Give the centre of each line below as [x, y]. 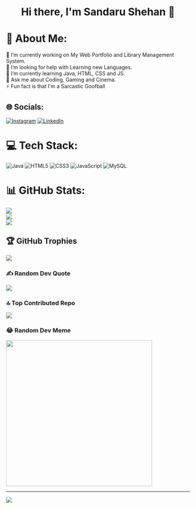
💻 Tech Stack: [42, 146]
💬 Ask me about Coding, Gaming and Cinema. [61, 80]
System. [16, 61]
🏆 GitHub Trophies [42, 241]
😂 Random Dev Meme [38, 331]
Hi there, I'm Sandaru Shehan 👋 [98, 12]
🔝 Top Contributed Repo [41, 303]
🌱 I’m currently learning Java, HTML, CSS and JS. [66, 74]
